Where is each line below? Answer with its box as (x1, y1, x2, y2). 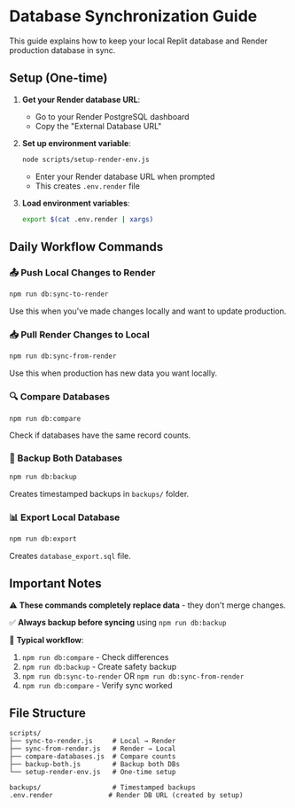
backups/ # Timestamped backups (9, 783, 197, 792)
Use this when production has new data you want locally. (9, 368, 218, 378)
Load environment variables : (21, 198, 130, 208)
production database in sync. (9, 44, 116, 55)
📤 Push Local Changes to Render (9, 266, 156, 278)
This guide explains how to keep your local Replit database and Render (9, 35, 268, 46)
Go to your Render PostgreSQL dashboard (35, 111, 190, 121)
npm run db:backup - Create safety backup (21, 661, 177, 672)
